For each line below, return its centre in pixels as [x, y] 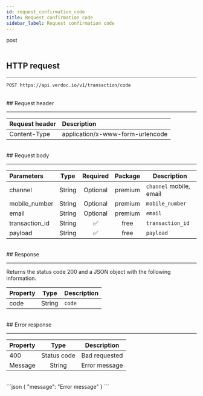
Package [127, 176]
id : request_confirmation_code [46, 12]
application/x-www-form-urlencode [115, 134]
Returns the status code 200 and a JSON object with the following [89, 272]
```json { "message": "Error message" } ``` [58, 387]
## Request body [28, 155]
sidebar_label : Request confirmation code [60, 23]
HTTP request [33, 66]
